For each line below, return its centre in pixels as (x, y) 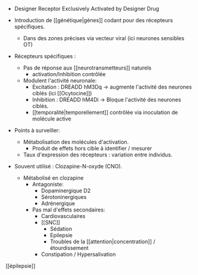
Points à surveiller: (37, 130)
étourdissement (69, 248)
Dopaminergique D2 (66, 191)
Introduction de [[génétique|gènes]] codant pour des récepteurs (94, 20)
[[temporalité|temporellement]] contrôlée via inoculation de (105, 112)
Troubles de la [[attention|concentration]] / (103, 241)
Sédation (61, 229)
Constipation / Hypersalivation (78, 254)
